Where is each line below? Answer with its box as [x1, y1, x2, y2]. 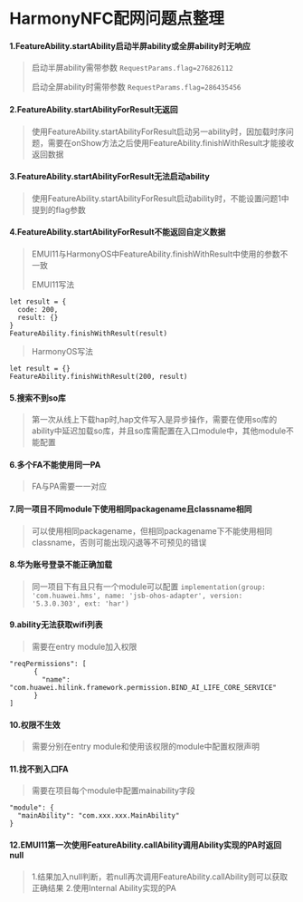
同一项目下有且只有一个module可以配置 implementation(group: [31, 581, 267, 592]
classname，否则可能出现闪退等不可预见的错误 [31, 537, 207, 548]
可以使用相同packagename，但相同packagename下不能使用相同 [31, 525, 273, 536]
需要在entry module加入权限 [31, 641, 137, 653]
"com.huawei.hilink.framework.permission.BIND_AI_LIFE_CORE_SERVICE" [9, 684, 278, 693]
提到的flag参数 [31, 204, 86, 215]
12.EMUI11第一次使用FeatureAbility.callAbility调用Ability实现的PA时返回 [9, 839, 282, 850]
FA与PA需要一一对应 [31, 481, 108, 492]
